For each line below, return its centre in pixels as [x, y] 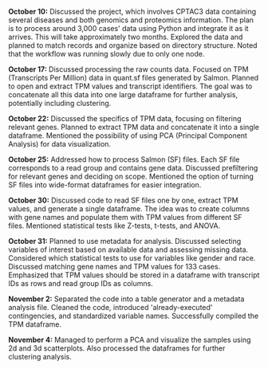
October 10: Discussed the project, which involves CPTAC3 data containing [132, 12]
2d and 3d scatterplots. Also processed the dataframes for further [117, 348]
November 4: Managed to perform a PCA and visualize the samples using [130, 340]
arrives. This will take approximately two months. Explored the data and [126, 37]
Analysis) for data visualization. [60, 144]
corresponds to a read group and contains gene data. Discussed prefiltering [133, 168]
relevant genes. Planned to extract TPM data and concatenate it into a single [134, 127]
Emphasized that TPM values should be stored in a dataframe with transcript [134, 275]
